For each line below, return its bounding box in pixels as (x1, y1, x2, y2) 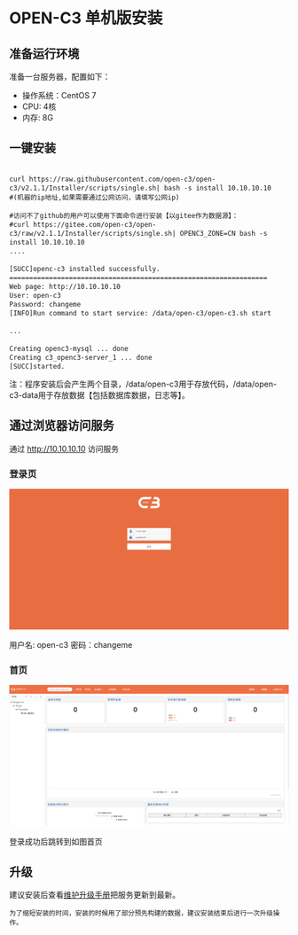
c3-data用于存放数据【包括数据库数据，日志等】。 (9, 389, 191, 400)
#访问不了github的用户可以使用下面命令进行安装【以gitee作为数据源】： (9, 211, 239, 220)
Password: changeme (9, 300, 82, 308)
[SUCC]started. (9, 362, 66, 370)
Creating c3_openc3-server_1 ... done (9, 353, 153, 362)
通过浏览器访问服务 (9, 418, 114, 433)
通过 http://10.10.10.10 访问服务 (9, 443, 120, 454)
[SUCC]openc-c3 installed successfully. (9, 264, 161, 273)
